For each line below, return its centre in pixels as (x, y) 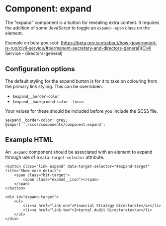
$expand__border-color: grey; (37, 120)
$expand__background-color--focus (48, 102)
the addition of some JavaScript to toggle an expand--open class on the (78, 27)
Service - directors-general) (34, 53)
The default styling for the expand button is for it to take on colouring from (81, 81)
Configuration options (40, 69)
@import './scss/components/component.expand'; (55, 124)
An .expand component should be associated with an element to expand (79, 152)
